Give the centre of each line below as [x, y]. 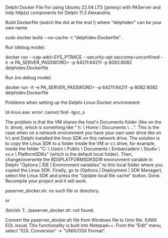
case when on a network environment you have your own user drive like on [83, 133]
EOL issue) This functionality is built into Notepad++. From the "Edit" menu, [84, 225]
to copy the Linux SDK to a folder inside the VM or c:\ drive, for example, [80, 143]
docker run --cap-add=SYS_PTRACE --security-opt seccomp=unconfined [82, 57]
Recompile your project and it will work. [46, 181]
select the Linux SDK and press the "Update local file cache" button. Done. [83, 175]
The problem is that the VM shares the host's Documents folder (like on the [83, 122]
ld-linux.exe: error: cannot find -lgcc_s [45, 112]
